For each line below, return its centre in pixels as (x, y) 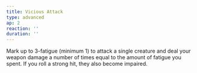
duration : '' (23, 34)
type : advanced (25, 17)
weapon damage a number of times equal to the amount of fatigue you (94, 57)
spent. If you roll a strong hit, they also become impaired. (77, 64)
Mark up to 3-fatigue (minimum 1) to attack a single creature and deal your (98, 51)
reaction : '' (23, 28)
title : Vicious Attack (35, 12)
